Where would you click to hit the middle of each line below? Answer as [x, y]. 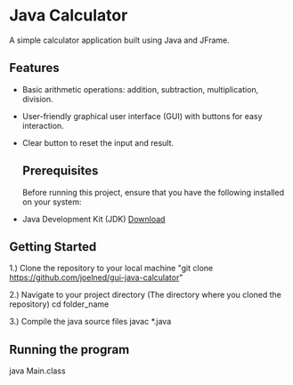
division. [37, 99]
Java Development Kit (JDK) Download [94, 219]
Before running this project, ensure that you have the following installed [153, 192]
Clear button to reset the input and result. [98, 142]
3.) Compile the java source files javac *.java [90, 322]
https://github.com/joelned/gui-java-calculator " [96, 277]
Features [34, 68]
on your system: [52, 202]
